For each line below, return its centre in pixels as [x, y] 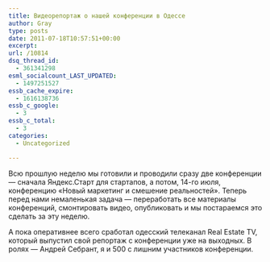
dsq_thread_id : [34, 61]
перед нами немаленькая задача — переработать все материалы [122, 199]
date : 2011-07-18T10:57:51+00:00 [64, 38]
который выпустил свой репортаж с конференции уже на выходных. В [130, 240]
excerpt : [23, 46]
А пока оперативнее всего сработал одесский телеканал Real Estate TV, [133, 231]
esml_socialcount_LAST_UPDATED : [62, 76]
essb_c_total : [32, 121]
